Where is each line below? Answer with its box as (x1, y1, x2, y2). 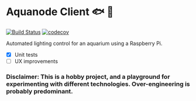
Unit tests (14, 51, 38, 58)
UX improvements (14, 58, 59, 65)
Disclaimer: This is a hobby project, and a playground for (6, 72, 170, 81)
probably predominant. (6, 87, 73, 95)
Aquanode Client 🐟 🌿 (6, 5, 114, 19)
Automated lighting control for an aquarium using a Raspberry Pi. (6, 40, 163, 47)
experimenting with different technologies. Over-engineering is (6, 80, 190, 88)
